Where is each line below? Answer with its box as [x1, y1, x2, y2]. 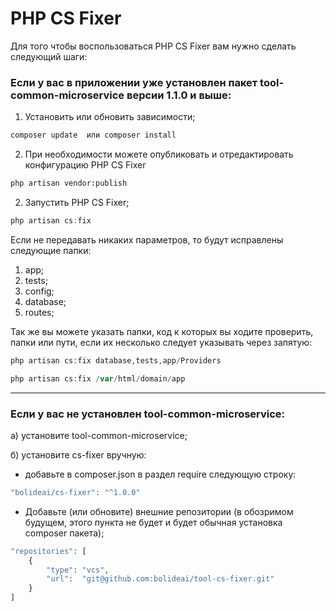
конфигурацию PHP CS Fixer [24, 159, 147, 171]
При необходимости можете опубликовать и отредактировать [24, 148, 294, 161]
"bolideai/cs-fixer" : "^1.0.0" [10, 487, 141, 497]
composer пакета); [24, 527, 105, 539]
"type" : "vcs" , [46, 565, 110, 575]
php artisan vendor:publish [10, 178, 128, 189]
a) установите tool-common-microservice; [10, 429, 188, 441]
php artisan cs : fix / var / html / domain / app [10, 373, 186, 384]
